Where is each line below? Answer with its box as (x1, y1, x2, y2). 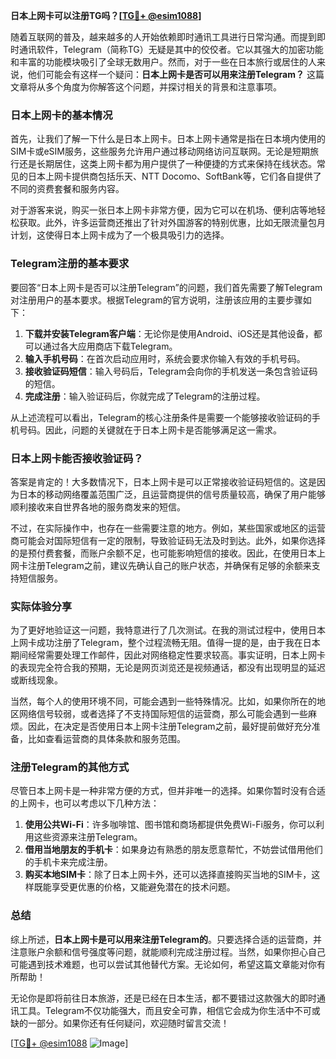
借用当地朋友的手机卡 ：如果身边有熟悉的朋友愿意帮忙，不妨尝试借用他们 (24, 844, 323, 856)
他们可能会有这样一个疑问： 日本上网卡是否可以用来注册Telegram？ (27, 69, 305, 80)
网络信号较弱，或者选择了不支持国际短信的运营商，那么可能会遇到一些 (18, 708, 308, 720)
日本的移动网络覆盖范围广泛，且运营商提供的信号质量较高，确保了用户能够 (18, 488, 326, 500)
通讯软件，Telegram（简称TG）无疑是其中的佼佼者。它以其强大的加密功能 (18, 44, 324, 55)
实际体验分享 (10, 599, 73, 613)
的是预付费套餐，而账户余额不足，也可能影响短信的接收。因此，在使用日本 (10, 547, 317, 559)
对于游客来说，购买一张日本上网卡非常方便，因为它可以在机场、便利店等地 (10, 204, 317, 216)
